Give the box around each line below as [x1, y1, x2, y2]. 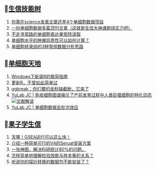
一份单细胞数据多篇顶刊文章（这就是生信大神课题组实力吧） [11, 25, 133, 31]
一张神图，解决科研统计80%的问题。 [11, 146, 86, 152]
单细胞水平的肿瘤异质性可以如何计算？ [11, 37, 89, 43]
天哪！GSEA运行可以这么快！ [11, 134, 71, 140]
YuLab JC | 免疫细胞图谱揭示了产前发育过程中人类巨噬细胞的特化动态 [11, 92, 152, 98]
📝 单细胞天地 [4, 59, 41, 68]
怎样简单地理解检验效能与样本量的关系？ [11, 153, 94, 159]
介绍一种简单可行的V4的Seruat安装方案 [11, 140, 91, 146]
